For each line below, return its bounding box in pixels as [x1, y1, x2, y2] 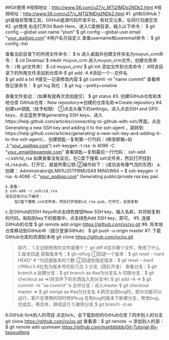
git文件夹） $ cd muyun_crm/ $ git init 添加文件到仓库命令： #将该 [22, 63, 159, 70]
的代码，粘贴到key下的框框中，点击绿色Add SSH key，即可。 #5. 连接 [5, 215, 151, 221]
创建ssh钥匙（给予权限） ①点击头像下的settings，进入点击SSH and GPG [5, 106, 158, 112]
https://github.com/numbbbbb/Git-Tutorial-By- [61, 324, 158, 330]
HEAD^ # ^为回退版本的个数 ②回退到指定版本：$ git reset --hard [17, 257, 154, 263]
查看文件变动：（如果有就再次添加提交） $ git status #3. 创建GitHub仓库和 [5, 93, 157, 99]
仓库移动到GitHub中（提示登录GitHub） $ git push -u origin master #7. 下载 [5, 228, 161, 233]
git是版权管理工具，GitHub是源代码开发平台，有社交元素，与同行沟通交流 [5, 17, 158, 23]
